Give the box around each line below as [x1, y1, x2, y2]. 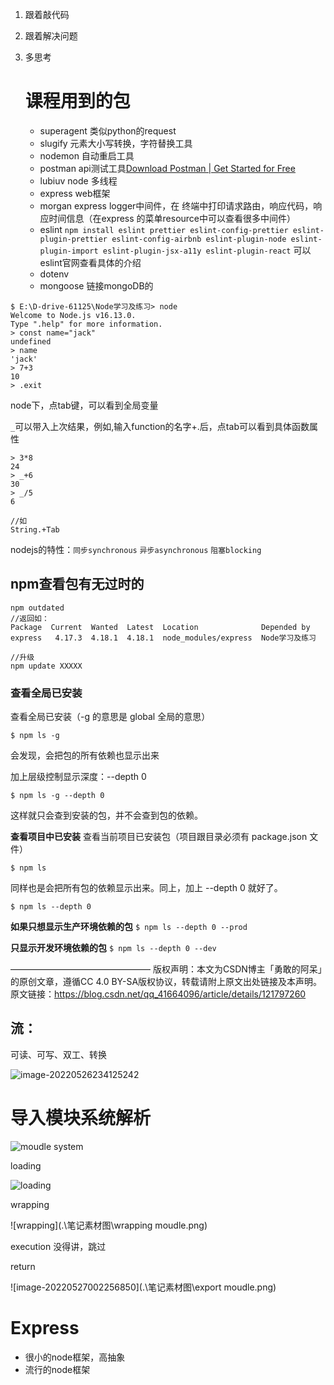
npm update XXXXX [10, 661, 83, 671]
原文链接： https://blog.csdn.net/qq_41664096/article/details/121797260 [10, 988, 307, 1000]
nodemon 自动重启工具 [39, 149, 135, 162]
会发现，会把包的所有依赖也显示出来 [10, 749, 160, 762]
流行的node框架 [24, 1363, 91, 1375]
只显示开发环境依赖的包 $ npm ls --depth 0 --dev [10, 942, 217, 954]
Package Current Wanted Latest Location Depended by [10, 622, 311, 632]
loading [10, 1159, 42, 1172]
